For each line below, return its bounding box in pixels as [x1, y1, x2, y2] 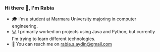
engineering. [11, 23, 38, 29]
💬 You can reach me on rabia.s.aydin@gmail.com [11, 41, 112, 47]
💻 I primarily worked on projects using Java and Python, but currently [11, 29, 156, 35]
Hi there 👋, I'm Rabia [4, 4, 54, 11]
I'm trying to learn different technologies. [11, 36, 96, 42]
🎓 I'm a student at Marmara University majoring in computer [11, 16, 137, 22]
